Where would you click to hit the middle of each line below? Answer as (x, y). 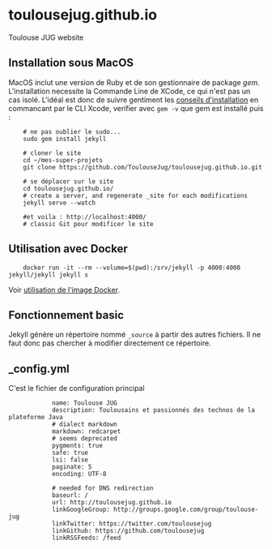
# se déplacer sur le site (68, 181)
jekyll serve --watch (59, 203)
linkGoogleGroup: (81, 510)
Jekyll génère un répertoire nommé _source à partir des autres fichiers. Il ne (135, 335)
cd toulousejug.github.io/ (68, 188)
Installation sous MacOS (71, 63)
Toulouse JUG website (46, 37)
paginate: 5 (72, 467)
